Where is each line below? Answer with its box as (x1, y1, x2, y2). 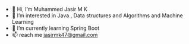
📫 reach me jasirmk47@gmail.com (11, 32, 98, 38)
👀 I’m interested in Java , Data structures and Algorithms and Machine (11, 12, 183, 19)
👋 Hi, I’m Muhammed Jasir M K (11, 6, 88, 12)
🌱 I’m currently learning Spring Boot (11, 24, 100, 32)
